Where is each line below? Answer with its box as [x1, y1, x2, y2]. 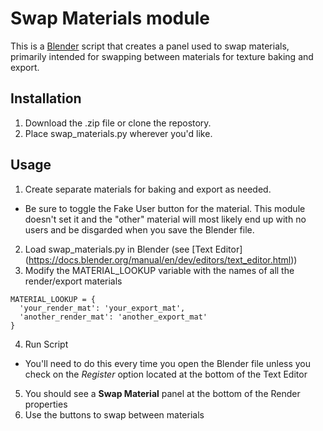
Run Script [24, 338, 69, 350]
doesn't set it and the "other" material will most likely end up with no [24, 213, 307, 225]
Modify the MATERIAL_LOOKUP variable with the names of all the [24, 264, 295, 276]
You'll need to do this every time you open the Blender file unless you [24, 357, 312, 369]
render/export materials [24, 275, 123, 287]
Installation [10, 90, 82, 107]
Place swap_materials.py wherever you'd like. [24, 127, 213, 139]
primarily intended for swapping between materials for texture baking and [10, 50, 314, 62]
